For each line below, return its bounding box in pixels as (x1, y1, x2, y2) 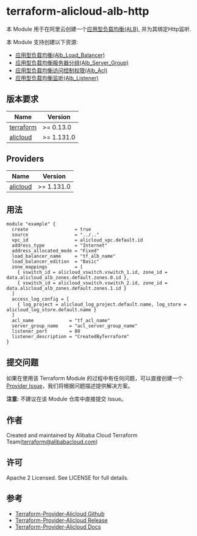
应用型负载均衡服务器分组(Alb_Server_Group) (15, 59, 129, 66)
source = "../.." (12, 232, 99, 238)
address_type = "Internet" (12, 243, 108, 249)
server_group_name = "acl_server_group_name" (12, 323, 138, 329)
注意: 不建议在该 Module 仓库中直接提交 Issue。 (6, 395, 127, 402)
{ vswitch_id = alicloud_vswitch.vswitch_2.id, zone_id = (17, 280, 168, 286)
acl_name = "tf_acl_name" (12, 317, 111, 324)
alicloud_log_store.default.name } (6, 307, 97, 313)
